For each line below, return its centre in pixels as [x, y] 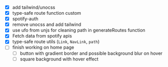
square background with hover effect [59, 59]
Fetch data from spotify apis [42, 36]
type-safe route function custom [47, 13]
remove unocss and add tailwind [47, 24]
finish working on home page [43, 47]
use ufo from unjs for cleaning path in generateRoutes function [79, 30]
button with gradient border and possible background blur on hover [91, 53]
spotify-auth [25, 19]
